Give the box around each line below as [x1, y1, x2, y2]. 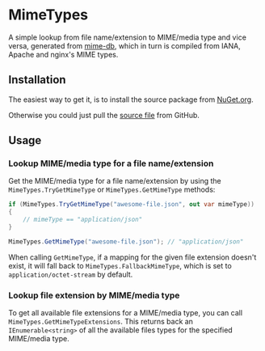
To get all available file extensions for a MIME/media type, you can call [8, 308, 243, 318]
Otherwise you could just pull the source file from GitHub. [8, 110, 200, 120]
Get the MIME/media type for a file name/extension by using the [8, 176, 222, 186]
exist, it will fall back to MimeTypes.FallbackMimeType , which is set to [8, 260, 232, 270]
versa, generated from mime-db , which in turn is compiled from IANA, [8, 40, 241, 50]
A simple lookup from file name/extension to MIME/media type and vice [8, 32, 246, 42]
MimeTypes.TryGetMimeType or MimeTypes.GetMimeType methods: [8, 184, 216, 195]
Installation [8, 73, 66, 87]
